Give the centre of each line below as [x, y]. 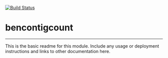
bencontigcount [39, 28]
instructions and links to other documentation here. [58, 51]
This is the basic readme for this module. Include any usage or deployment [82, 46]
